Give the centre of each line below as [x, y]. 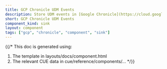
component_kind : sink [28, 23]
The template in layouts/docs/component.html [60, 56]
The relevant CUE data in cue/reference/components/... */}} [74, 61]
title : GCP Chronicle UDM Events [40, 10]
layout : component [24, 28]
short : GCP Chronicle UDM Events [40, 19]
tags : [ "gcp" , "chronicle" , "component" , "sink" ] [58, 33]
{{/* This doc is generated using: [39, 47]
